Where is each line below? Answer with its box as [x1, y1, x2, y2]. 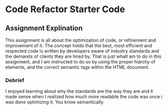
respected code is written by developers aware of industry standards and [5, 48, 159, 54]
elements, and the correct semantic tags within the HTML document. [5, 64, 150, 70]
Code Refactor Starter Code [5, 4, 125, 15]
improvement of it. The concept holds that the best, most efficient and [5, 43, 152, 49]
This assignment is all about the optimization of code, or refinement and [5, 37, 156, 43]
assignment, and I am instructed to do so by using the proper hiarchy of [5, 59, 156, 64]
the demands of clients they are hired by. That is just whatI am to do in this [5, 53, 161, 59]
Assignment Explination [5, 24, 83, 32]
